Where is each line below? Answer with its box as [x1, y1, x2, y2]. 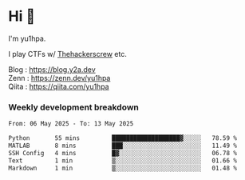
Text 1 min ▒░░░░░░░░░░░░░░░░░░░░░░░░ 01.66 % [8, 156, 238, 165]
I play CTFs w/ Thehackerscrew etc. [8, 49, 128, 58]
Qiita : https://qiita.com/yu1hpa [8, 82, 109, 91]
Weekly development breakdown [8, 102, 140, 113]
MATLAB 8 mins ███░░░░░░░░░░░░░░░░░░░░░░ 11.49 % [8, 142, 238, 150]
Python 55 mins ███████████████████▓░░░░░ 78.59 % [8, 134, 238, 142]
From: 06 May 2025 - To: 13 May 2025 [8, 120, 134, 128]
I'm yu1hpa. [8, 34, 46, 43]
